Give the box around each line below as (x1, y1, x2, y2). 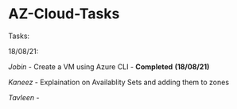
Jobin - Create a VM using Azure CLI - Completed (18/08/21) (8, 61, 210, 72)
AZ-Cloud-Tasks (8, 5, 120, 23)
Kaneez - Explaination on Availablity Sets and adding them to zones (8, 77, 229, 87)
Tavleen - (8, 92, 40, 102)
